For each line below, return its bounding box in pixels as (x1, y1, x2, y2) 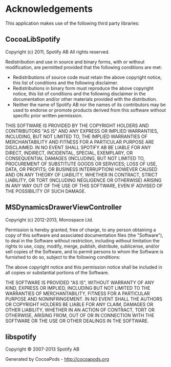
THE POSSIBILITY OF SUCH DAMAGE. (5, 188, 86, 194)
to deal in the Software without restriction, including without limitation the (5, 237, 160, 243)
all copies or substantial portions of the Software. (5, 269, 109, 275)
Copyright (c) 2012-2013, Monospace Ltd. (5, 217, 94, 223)
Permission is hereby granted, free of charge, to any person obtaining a (5, 226, 156, 233)
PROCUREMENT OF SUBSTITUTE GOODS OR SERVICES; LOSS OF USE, (5, 161, 158, 167)
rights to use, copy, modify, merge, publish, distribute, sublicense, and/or (5, 243, 160, 249)
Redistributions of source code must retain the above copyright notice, (12, 74, 162, 80)
